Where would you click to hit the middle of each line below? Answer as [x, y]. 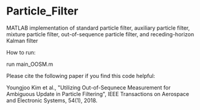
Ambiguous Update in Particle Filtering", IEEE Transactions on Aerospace [98, 94]
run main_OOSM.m [30, 64]
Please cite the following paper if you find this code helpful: [81, 76]
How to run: [21, 52]
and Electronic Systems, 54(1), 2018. [52, 100]
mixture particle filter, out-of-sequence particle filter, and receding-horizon [100, 34]
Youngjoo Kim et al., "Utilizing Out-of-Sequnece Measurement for [89, 87]
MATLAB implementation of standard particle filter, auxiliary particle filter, [98, 28]
